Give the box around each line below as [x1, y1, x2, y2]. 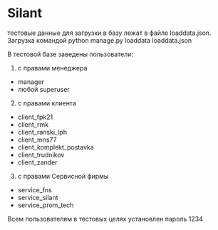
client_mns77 [17, 135, 57, 144]
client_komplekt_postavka [17, 142, 94, 151]
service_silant [17, 193, 58, 202]
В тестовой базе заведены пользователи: [7, 50, 134, 58]
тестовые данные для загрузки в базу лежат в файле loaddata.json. [7, 28, 212, 37]
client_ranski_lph [17, 127, 68, 136]
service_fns [17, 185, 52, 194]
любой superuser [17, 85, 70, 93]
